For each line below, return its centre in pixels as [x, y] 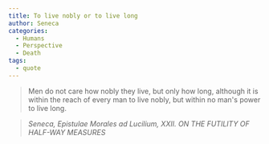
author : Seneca [34, 23]
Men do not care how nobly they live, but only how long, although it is [143, 91]
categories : [28, 31]
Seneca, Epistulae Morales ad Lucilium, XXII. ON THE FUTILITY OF [139, 123]
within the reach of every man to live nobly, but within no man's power [144, 99]
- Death [29, 53]
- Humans [30, 38]
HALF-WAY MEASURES [67, 132]
